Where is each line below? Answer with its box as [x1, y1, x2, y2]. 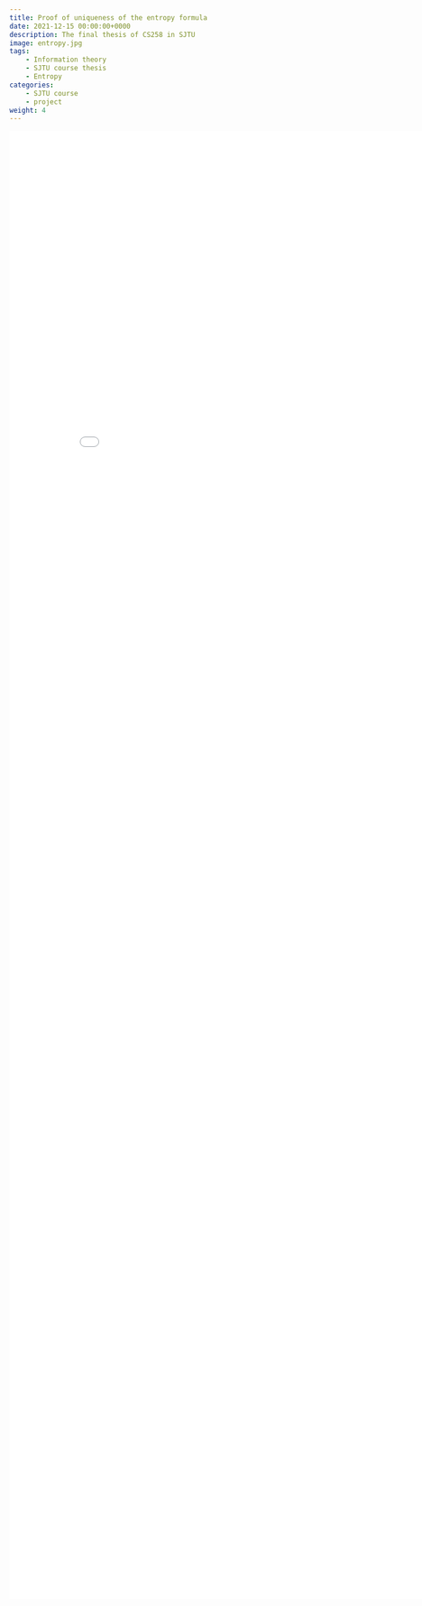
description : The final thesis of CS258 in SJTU [9, 30, 196, 39]
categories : [9, 80, 54, 89]
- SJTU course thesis [25, 64, 106, 73]
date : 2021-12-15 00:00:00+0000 [9, 22, 131, 31]
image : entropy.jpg [9, 38, 83, 48]
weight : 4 [9, 106, 47, 115]
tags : [9, 47, 30, 56]
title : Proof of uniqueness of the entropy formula [9, 13, 207, 23]
